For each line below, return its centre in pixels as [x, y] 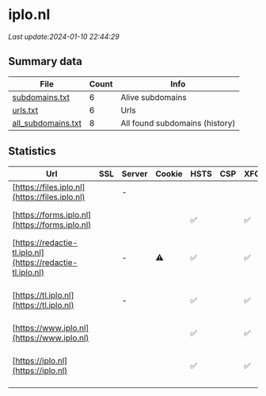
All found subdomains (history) [178, 123]
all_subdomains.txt [47, 123]
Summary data [46, 62]
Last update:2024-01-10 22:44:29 [64, 37]
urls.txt [25, 110]
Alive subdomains [154, 97]
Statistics [32, 151]
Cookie [169, 174]
